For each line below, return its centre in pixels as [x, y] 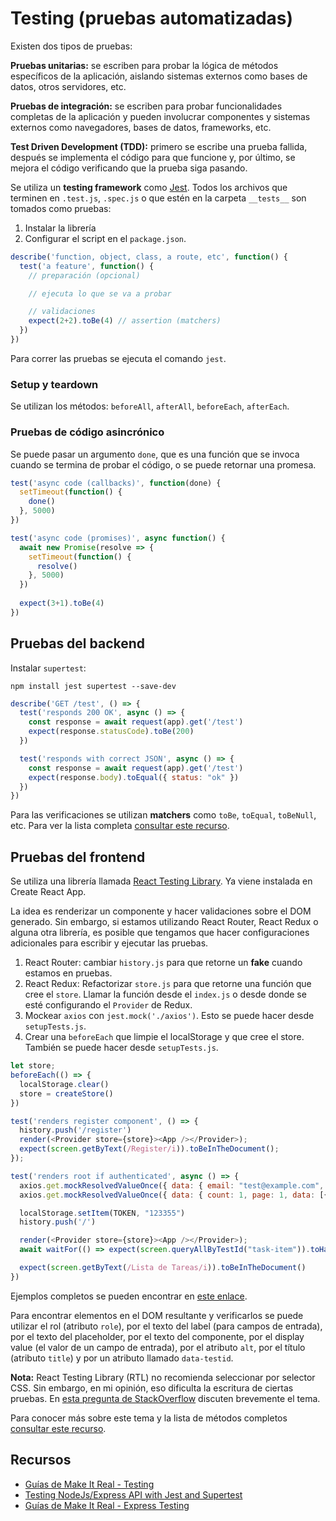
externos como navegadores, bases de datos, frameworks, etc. [141, 127]
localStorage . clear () [64, 1084]
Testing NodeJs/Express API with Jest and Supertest [133, 1494]
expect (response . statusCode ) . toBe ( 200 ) [111, 732]
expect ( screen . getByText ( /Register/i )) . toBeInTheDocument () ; [149, 1149]
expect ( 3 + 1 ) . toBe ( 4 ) [62, 603]
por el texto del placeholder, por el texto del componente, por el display [157, 1336]
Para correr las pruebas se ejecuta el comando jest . [118, 358]
